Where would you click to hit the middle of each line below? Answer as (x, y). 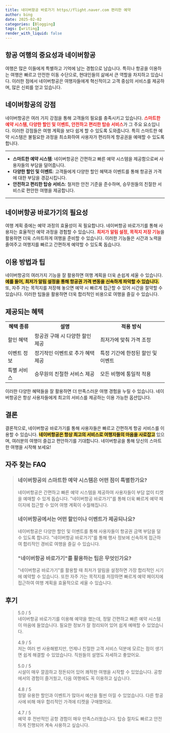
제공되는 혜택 (25, 312)
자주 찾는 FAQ (26, 465)
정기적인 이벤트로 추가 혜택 (65, 353)
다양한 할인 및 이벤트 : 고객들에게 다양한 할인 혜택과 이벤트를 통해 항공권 (82, 171)
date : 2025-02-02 (24, 19)
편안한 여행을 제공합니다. (50, 190)
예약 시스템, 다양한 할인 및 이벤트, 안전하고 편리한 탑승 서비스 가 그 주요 (74, 124)
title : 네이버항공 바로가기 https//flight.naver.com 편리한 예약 (68, 10)
